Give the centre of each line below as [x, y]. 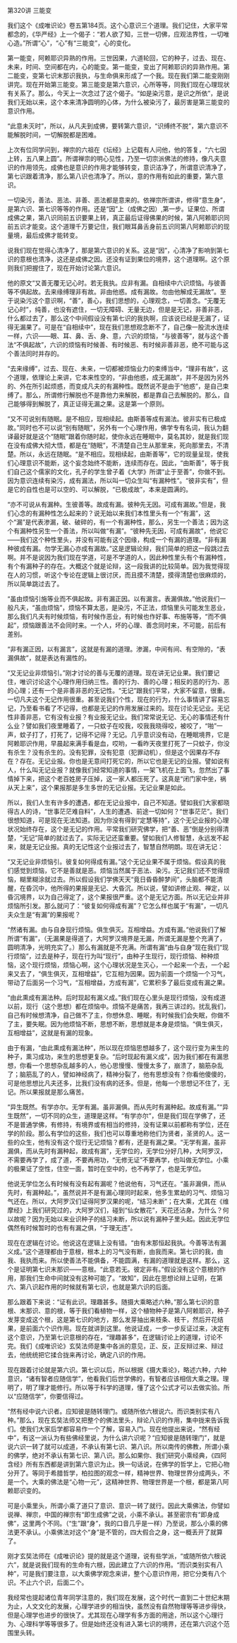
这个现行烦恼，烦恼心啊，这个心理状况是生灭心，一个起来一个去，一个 [121, 965]
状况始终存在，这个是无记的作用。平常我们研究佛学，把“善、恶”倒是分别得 [115, 829]
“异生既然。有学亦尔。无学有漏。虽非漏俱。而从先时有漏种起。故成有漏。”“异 [118, 1107]
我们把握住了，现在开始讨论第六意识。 [69, 268]
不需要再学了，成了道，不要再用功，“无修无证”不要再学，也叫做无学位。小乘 [118, 1160]
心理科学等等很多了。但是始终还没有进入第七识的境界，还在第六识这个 [121, 1624]
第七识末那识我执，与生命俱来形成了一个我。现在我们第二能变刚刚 [134, 76]
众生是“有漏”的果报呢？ [47, 915]
